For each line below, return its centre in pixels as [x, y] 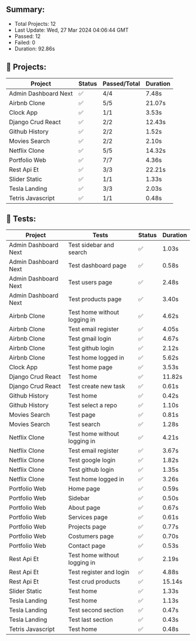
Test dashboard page [97, 266]
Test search [84, 424]
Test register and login [99, 572]
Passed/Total [122, 83]
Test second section [96, 610]
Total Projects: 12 [35, 23]
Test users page [90, 282]
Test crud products [94, 582]
